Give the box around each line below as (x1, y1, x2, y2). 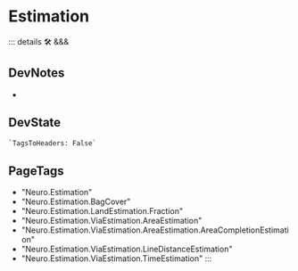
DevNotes (8, 65, 65, 81)
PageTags (8, 163, 64, 178)
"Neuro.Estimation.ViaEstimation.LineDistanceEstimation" (21, 243, 233, 255)
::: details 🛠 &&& (8, 36, 70, 46)
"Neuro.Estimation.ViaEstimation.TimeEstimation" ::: (21, 253, 212, 264)
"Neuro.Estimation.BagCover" (21, 196, 131, 207)
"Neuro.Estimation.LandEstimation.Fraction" (21, 206, 184, 217)
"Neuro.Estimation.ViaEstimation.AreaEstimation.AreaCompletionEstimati (21, 225, 289, 235)
